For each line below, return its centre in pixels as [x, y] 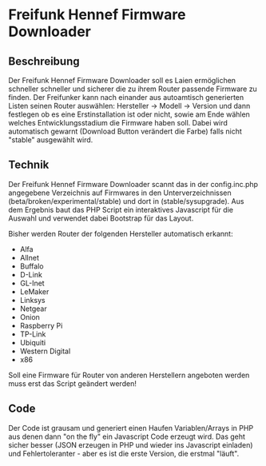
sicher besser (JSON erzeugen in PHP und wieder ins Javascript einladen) [131, 444]
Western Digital [45, 351]
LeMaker [34, 291]
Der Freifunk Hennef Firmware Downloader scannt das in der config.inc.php [133, 184]
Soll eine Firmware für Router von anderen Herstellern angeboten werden [129, 375]
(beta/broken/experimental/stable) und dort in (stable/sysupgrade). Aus [126, 201]
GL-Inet [32, 283]
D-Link [31, 274]
